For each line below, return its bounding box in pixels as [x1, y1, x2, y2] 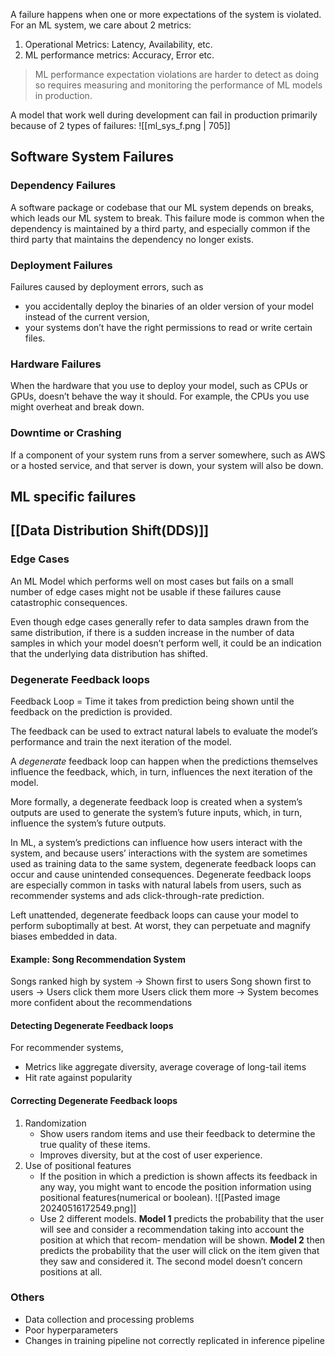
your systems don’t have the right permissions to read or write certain [24, 321, 313, 333]
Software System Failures [10, 149, 175, 166]
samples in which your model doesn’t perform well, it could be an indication [10, 637, 322, 649]
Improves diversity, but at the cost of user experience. [39, 1149, 263, 1161]
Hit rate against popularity [24, 1072, 133, 1084]
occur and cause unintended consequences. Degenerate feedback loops [10, 868, 312, 880]
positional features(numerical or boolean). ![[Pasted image [39, 1191, 281, 1203]
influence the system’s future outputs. [10, 817, 167, 829]
